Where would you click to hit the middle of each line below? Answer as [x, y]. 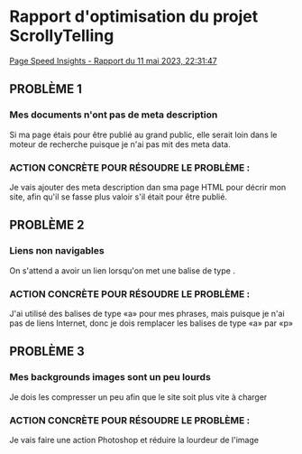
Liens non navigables [57, 251]
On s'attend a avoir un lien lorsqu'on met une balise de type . [123, 270]
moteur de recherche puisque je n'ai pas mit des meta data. [120, 144]
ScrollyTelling [62, 36]
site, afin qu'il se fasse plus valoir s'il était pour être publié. [119, 197]
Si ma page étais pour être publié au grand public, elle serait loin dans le [143, 134]
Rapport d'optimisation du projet [134, 17]
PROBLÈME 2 [47, 225]
